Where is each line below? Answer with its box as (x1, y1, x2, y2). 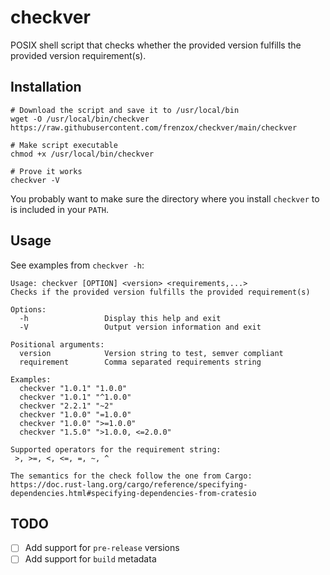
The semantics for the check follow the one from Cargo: (10, 471, 253, 481)
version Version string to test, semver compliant (19, 348, 284, 358)
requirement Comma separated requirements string (19, 357, 262, 367)
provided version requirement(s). (10, 49, 147, 61)
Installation (10, 79, 82, 96)
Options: (10, 304, 47, 315)
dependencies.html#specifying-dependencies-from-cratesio (10, 488, 257, 498)
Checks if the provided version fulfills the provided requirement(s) (10, 287, 311, 297)
